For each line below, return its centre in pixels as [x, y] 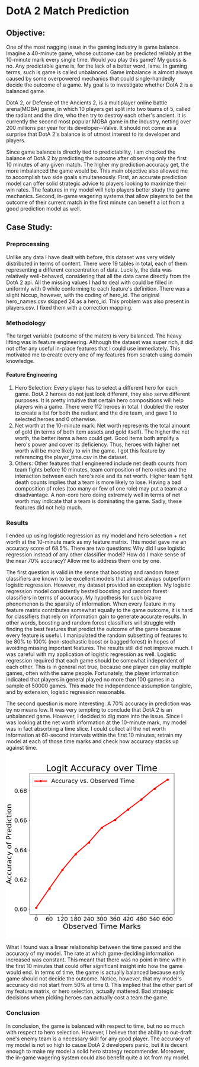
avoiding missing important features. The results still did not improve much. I [99, 648]
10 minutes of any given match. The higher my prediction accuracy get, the [98, 165]
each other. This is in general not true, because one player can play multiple [99, 667]
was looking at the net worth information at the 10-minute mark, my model [96, 722]
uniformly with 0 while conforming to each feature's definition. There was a [98, 288]
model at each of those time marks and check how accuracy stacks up [92, 741]
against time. [22, 748]
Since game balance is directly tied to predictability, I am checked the [91, 152]
